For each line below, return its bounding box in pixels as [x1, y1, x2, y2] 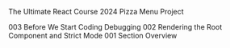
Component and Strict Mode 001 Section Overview [8, 31, 178, 40]
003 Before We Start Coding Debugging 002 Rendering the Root [8, 22, 223, 31]
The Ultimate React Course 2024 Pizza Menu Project [8, 7, 184, 16]
